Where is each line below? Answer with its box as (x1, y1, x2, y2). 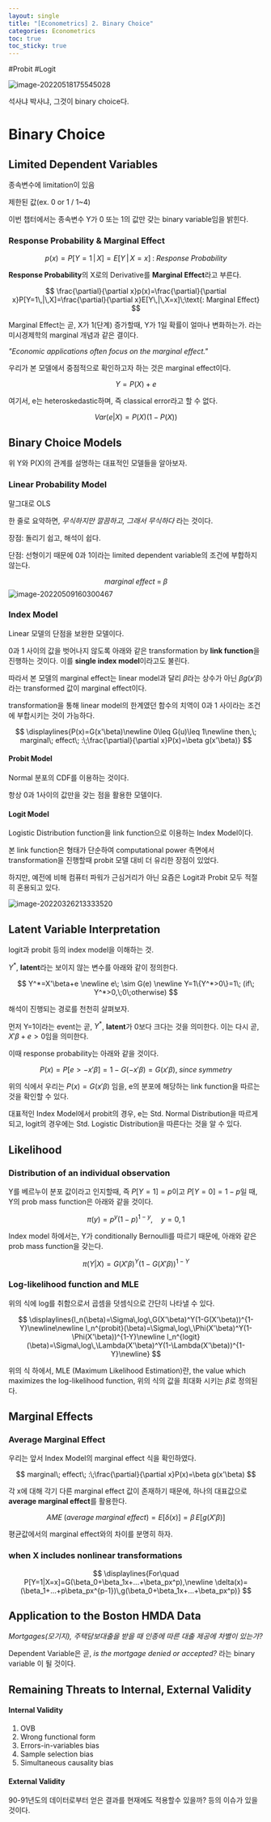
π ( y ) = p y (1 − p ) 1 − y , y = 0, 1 (87, 1213, 185, 1224)
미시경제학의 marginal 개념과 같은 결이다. (8, 330, 139, 340)
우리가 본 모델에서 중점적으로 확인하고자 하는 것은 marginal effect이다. (8, 363, 231, 373)
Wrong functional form (19, 1732, 95, 1742)
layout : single (8, 11, 60, 20)
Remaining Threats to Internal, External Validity (8, 1683, 252, 1697)
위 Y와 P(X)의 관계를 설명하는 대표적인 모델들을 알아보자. (8, 458, 188, 468)
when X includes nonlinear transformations (8, 1550, 183, 1561)
